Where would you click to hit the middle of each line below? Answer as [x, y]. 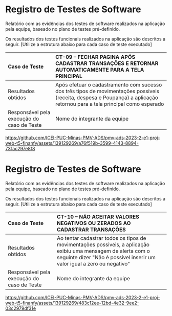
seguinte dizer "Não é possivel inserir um [106, 257]
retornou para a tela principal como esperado [110, 104]
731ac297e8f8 [20, 148]
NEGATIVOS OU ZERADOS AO [94, 223]
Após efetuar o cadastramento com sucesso [109, 84]
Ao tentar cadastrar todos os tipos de [101, 238]
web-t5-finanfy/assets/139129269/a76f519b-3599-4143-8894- [72, 143]
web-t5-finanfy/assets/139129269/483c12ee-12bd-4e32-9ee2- [72, 303]
